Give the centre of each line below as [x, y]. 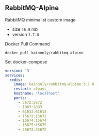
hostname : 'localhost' [37, 94]
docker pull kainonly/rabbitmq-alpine [44, 53]
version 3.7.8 [26, 34]
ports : [20, 98]
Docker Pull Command [27, 44]
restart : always [30, 89]
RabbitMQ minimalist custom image [41, 19]
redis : [16, 80]
